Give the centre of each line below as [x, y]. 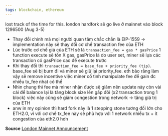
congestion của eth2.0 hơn [40, 118]
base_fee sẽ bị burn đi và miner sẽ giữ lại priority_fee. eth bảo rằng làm [86, 71]
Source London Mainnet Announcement [47, 128]
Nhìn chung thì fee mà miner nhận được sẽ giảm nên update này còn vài [87, 87]
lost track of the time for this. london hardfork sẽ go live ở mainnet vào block [84, 24]
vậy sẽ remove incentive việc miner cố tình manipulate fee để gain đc [84, 76]
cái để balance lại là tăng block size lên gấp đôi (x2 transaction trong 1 [85, 92]
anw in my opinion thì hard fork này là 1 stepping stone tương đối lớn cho [87, 108]
